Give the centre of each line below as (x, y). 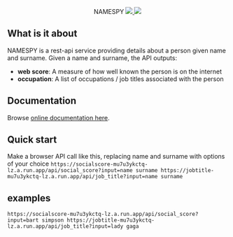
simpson (53, 220)
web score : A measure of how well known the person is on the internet (120, 71)
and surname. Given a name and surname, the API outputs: (92, 58)
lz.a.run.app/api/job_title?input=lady (65, 227)
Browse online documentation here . (58, 117)
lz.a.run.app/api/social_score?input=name (70, 171)
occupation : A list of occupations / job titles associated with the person (120, 79)
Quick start (32, 140)
